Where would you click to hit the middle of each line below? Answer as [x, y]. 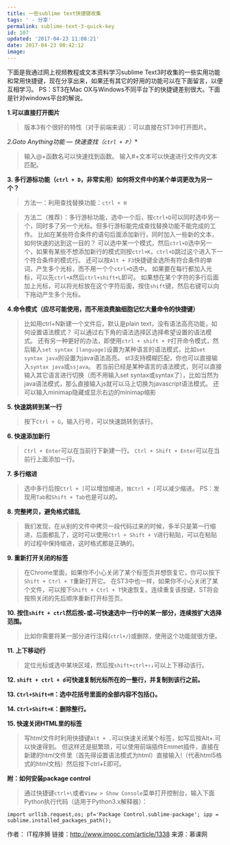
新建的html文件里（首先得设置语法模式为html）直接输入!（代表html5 [120, 755]
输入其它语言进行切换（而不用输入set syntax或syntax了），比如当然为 [121, 375]
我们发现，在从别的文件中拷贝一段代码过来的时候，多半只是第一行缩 [120, 526]
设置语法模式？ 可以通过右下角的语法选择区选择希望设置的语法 [118, 332]
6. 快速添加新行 [29, 436]
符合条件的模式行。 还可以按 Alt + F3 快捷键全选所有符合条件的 [118, 260]
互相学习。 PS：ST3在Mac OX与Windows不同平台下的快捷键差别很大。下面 [114, 89]
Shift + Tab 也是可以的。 [86, 497]
